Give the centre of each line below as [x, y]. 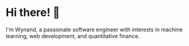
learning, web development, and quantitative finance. [73, 36]
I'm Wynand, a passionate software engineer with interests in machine [94, 29]
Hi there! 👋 [33, 13]
